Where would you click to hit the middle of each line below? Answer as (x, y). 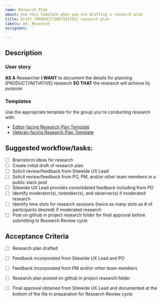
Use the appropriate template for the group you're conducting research (78, 112)
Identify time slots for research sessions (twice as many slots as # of (82, 204)
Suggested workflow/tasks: (49, 148)
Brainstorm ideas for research (43, 160)
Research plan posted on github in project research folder (71, 278)
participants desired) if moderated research (57, 210)
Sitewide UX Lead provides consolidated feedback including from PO (83, 188)
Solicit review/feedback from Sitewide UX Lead (60, 171)
